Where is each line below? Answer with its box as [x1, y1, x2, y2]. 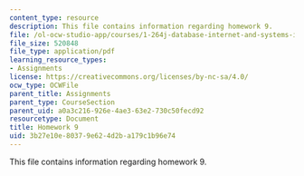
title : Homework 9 [9, 123, 79, 132]
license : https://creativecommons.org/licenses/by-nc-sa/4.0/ [9, 73, 249, 82]
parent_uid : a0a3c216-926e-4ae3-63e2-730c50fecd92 [9, 106, 204, 115]
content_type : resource [9, 13, 100, 23]
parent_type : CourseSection [9, 97, 116, 107]
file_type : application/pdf [9, 47, 116, 56]
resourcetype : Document [9, 114, 100, 123]
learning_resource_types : [9, 55, 107, 64]
